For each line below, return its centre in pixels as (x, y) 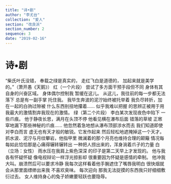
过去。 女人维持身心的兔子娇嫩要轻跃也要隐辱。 (59, 176)
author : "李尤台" (22, 15)
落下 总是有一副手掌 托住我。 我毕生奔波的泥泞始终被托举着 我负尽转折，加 (84, 100)
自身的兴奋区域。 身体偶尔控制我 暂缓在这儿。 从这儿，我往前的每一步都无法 (86, 93)
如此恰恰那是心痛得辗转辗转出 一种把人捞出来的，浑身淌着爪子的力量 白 (84, 144)
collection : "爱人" (25, 19)
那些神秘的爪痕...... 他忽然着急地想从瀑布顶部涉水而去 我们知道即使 (93, 125)
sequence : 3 (18, 34)
